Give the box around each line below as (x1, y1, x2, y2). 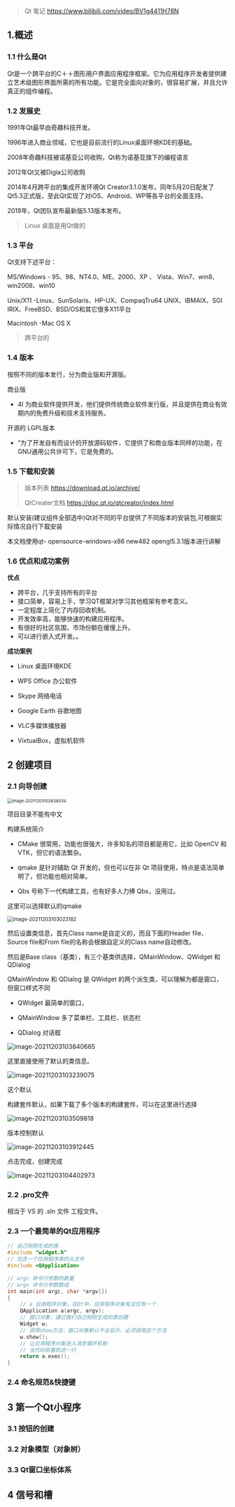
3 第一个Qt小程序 (7, 1401, 82, 1413)
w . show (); (20, 1333, 49, 1340)
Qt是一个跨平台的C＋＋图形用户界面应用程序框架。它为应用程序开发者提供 (7, 69, 221, 78)
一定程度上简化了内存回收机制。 (17, 606, 110, 614)
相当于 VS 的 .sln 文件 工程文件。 (7, 1207, 102, 1216)
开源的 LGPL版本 (7, 423, 55, 432)
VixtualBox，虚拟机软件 (17, 736, 85, 745)
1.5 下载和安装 (7, 466, 55, 476)
